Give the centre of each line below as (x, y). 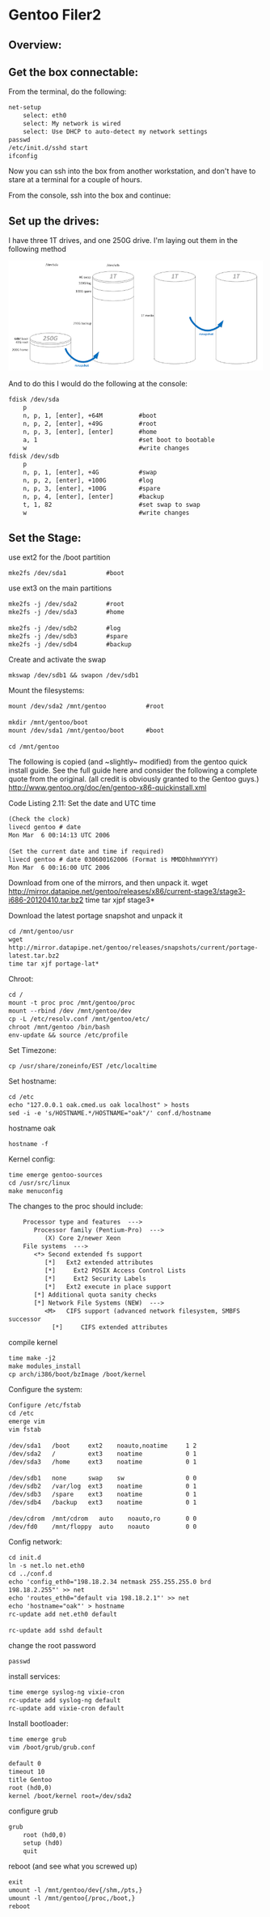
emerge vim (27, 1422)
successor (25, 1319)
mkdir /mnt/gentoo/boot (49, 722)
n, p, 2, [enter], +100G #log (88, 481)
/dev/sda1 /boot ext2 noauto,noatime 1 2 (103, 1446)
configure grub (33, 1811)
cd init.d (25, 1558)
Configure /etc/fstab (45, 1406)
